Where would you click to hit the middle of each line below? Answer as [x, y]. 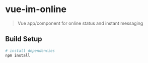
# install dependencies [30, 51]
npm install [18, 55]
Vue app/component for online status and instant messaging [80, 23]
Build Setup [24, 39]
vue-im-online [36, 9]
